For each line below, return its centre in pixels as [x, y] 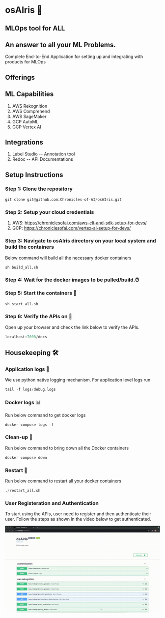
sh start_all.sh [22, 304]
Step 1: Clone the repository [39, 189]
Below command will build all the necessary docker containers [68, 258]
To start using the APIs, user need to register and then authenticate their [78, 514]
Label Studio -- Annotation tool [43, 154]
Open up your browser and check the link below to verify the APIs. [72, 327]
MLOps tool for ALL [35, 28]
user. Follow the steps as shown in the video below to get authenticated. [78, 519]
